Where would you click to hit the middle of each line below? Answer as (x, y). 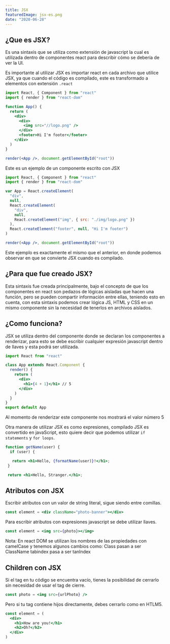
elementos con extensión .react (39, 84)
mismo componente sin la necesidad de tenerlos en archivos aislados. (79, 308)
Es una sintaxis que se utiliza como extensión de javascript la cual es (77, 52)
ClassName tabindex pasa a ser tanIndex (48, 552)
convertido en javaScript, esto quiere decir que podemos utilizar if (75, 432)
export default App (26, 408)
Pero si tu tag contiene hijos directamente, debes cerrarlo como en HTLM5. (84, 604)
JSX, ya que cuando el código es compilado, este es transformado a (77, 78)
